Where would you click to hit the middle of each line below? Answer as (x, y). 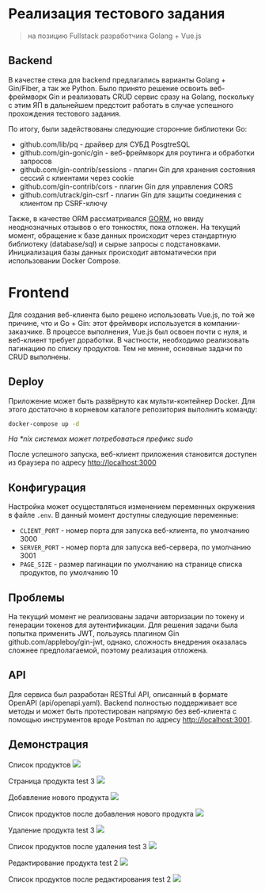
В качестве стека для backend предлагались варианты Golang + (117, 79)
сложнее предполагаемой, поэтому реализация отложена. (108, 650)
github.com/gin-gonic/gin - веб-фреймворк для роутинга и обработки (137, 152)
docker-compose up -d (44, 424)
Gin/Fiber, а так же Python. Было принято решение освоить (108, 88)
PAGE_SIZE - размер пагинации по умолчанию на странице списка (131, 565)
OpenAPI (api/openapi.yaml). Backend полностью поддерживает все (123, 702)
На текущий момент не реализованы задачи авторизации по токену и (127, 616)
